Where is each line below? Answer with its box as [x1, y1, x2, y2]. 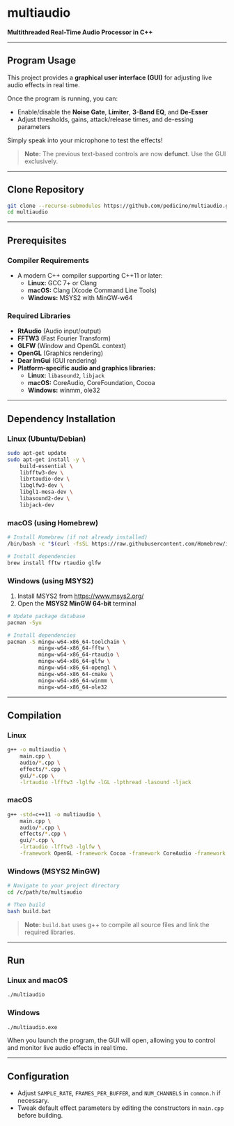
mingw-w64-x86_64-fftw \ [38, 645, 111, 652]
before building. [17, 1111, 63, 1120]
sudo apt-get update [7, 449, 68, 456]
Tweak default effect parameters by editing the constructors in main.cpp [17, 1104, 224, 1112]
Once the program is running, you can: [7, 94, 118, 103]
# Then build [7, 901, 45, 908]
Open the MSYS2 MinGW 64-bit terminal [17, 599, 137, 608]
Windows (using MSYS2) [7, 576, 94, 585]
